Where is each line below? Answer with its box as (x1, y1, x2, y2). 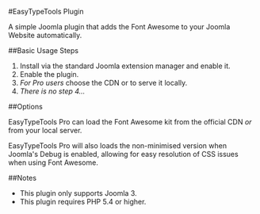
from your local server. (8, 126, 82, 135)
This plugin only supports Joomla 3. (19, 189, 137, 197)
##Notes (8, 174, 37, 182)
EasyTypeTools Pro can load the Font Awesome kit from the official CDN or (8, 117, 252, 126)
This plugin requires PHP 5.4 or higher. (19, 197, 147, 206)
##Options (8, 102, 44, 111)
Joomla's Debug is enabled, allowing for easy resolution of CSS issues (8, 150, 239, 159)
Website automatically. (8, 31, 82, 40)
